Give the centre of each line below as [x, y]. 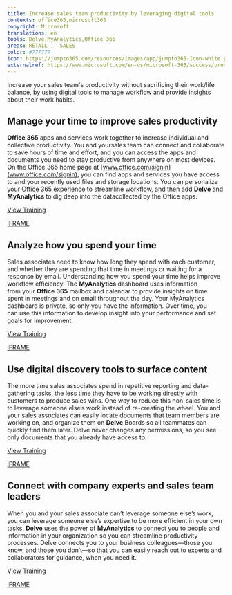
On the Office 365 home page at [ [55, 167]
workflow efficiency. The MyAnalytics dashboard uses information [103, 284]
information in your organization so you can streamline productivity [103, 535]
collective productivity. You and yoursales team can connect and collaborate [116, 145]
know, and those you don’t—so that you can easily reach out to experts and [115, 550]
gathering [21, 393]
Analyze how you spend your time [82, 245]
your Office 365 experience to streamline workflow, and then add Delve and [115, 189]
